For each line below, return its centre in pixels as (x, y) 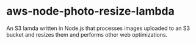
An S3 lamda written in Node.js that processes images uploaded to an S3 (98, 28)
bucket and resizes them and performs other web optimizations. (87, 34)
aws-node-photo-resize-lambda (91, 11)
